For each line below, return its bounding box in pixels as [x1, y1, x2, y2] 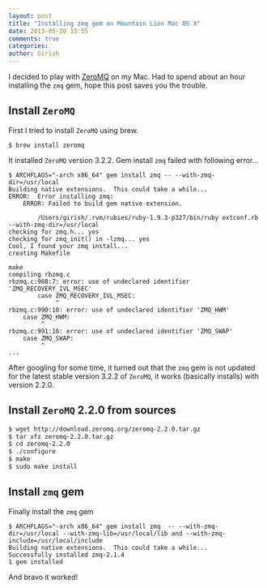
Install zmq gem [8, 485, 85, 499]
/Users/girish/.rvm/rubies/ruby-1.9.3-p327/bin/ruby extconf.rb [37, 213, 259, 221]
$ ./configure [8, 448, 57, 456]
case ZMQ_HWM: [23, 313, 70, 321]
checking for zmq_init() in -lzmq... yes [8, 234, 150, 243]
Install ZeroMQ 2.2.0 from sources [8, 403, 176, 418]
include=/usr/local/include [8, 536, 104, 544]
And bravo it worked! [8, 572, 78, 582]
